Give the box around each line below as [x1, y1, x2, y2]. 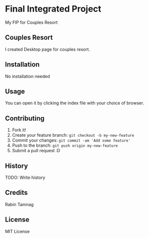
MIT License [5, 228, 30, 234]
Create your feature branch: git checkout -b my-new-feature [12, 132, 134, 138]
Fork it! [12, 127, 27, 133]
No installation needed [5, 73, 50, 79]
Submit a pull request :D [12, 148, 61, 154]
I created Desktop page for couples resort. [5, 46, 90, 52]
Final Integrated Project [5, 3, 101, 15]
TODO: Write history [5, 175, 46, 180]
